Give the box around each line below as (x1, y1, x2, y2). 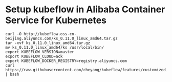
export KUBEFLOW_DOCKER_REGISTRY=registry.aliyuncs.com (5, 58, 127, 64)
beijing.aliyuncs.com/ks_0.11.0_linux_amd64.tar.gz (5, 36, 118, 41)
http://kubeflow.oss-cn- (24, 31, 77, 36)
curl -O (5, 31, 22, 36)
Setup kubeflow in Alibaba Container (5, 4, 165, 15)
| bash (5, 72, 19, 77)
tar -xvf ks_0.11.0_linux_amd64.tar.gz (5, 40, 91, 46)
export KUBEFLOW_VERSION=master (5, 49, 74, 54)
